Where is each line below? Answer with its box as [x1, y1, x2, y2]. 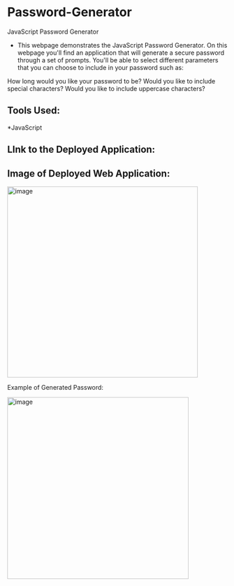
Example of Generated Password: [7, 383, 103, 391]
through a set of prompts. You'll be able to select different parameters [17, 55, 219, 64]
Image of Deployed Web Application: [7, 168, 170, 179]
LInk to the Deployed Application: [7, 144, 156, 156]
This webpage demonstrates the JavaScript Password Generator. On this [17, 41, 228, 49]
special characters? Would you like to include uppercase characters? [7, 84, 206, 93]
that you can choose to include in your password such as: [17, 63, 184, 71]
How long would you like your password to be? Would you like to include [7, 76, 216, 85]
